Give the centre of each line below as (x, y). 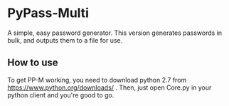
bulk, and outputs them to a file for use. (65, 40)
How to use (33, 63)
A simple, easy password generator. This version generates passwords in (115, 33)
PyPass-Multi (48, 13)
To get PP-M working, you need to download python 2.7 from (97, 80)
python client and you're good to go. (61, 95)
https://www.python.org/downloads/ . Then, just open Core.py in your (110, 88)
